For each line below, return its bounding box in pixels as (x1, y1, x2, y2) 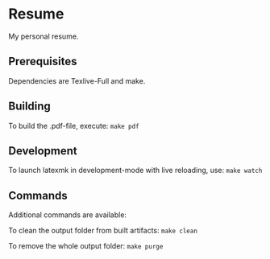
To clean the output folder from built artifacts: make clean (8, 226, 197, 236)
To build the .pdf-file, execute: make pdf (8, 121, 139, 130)
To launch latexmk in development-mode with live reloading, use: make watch (8, 166, 263, 175)
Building (8, 100, 51, 113)
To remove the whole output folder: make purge (8, 241, 164, 251)
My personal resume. (8, 31, 79, 41)
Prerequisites (8, 55, 77, 68)
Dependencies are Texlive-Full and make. (8, 76, 146, 85)
